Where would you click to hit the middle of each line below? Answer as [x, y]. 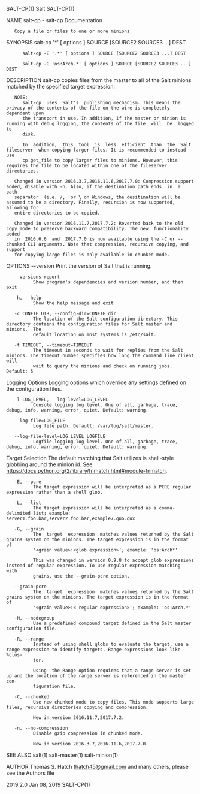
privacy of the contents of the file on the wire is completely [88, 108]
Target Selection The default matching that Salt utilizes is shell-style [90, 458]
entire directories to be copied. [57, 213]
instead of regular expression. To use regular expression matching [93, 566]
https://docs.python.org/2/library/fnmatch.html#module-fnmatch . [87, 471]
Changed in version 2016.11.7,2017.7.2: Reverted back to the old [99, 224]
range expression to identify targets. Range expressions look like [93, 650]
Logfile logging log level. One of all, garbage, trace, [105, 442]
